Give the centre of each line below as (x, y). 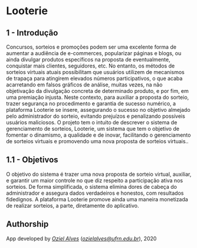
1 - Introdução (32, 33)
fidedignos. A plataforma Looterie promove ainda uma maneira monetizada (97, 199)
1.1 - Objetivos (32, 160)
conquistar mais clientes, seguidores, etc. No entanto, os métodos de (91, 66)
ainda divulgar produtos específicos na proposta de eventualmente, (88, 59)
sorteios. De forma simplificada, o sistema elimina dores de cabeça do (91, 186)
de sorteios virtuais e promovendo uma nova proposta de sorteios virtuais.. (97, 141)
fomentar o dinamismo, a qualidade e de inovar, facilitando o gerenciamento (98, 135)
